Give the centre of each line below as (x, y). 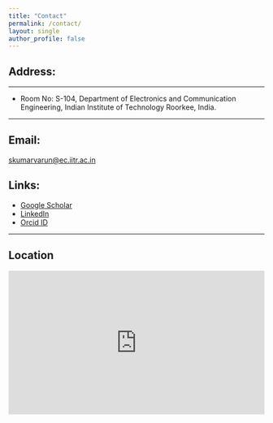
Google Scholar (46, 205)
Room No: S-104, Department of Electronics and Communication (128, 99)
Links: (24, 186)
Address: (32, 71)
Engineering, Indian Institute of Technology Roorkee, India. (118, 107)
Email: (24, 140)
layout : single (34, 31)
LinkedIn (35, 214)
